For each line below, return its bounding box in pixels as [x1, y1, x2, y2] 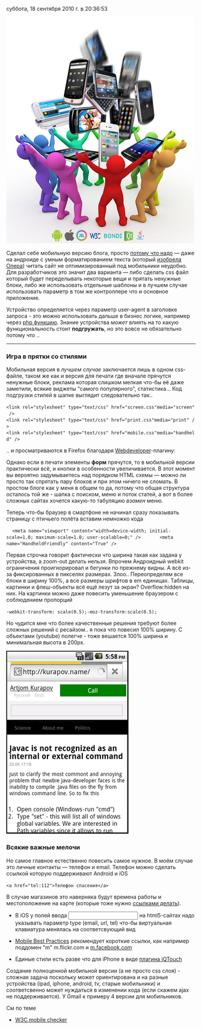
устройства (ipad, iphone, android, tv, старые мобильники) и [6, 980, 161, 987]
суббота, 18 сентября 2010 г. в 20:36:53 [6, 5, 108, 12]
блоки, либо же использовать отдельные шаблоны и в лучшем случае [6, 282, 188, 288]
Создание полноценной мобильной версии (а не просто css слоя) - [6, 967, 180, 974]
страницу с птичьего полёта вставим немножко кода [6, 515, 144, 522]
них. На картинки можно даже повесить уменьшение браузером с [6, 590, 179, 597]
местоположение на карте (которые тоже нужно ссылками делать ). [6, 899, 182, 907]
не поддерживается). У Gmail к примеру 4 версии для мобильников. [6, 992, 183, 1000]
